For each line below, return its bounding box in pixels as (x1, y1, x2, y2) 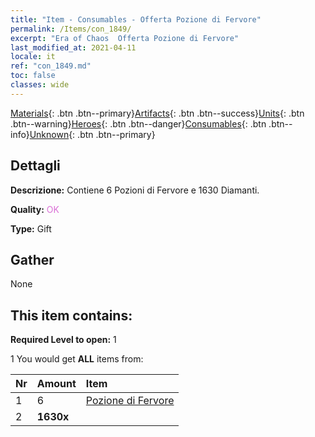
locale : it (10, 52, 56, 62)
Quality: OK (10, 203, 60, 215)
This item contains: (10, 307, 133, 324)
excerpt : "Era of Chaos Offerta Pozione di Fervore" (10, 33, 240, 43)
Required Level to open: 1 (10, 334, 117, 346)
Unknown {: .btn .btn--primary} (29, 128, 156, 140)
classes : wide (10, 80, 70, 90)
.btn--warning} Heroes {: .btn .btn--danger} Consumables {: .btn (10, 117, 267, 130)
